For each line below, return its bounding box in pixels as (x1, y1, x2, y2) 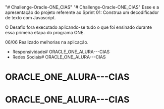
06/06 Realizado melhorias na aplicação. (5, 39, 89, 45)
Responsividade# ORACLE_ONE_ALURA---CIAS (12, 49, 110, 54)
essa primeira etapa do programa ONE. (5, 30, 85, 35)
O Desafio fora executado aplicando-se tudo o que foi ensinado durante (5, 24, 152, 30)
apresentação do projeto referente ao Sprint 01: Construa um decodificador (5, 9, 160, 15)
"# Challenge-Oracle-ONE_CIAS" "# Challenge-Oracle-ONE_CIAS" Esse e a (5, 4, 160, 10)
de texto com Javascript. (5, 15, 56, 20)
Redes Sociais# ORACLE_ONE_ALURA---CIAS (12, 54, 106, 60)
